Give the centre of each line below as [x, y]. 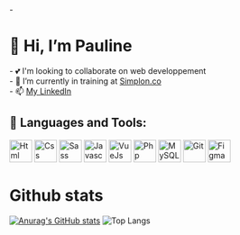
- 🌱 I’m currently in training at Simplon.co [86, 81]
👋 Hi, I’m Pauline [71, 46]
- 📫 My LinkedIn [41, 91]
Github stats [56, 195]
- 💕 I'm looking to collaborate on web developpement [108, 70]
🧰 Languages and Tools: [78, 123]
